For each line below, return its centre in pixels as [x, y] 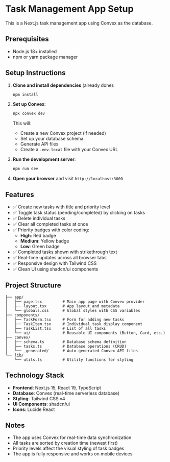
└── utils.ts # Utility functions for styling [74, 360]
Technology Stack [35, 375]
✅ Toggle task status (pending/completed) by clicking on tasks [79, 213]
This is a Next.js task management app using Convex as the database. [79, 23]
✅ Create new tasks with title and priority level [62, 207]
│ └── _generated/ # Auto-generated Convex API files [72, 351]
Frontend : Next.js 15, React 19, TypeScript [57, 387]
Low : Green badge [40, 246]
